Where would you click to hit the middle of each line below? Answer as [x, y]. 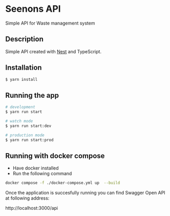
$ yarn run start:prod [29, 140]
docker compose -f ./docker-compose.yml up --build [63, 183]
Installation [24, 68]
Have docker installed [36, 168]
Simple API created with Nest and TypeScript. [53, 51]
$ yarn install [22, 79]
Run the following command [42, 174]
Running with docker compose [55, 156]
